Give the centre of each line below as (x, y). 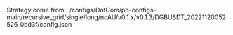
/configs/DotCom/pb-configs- (113, 10)
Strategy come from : (37, 10)
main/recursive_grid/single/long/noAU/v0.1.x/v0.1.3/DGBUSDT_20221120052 (116, 17)
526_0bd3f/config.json (39, 24)
